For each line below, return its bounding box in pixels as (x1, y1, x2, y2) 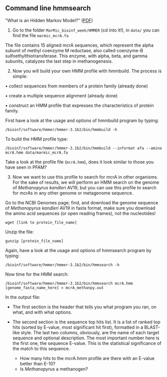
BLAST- (144, 324, 160, 330)
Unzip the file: (5, 228, 34, 235)
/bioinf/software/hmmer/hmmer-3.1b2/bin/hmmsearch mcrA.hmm (5, 281, 133, 286)
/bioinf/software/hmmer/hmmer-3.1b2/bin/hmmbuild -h (5, 127, 117, 132)
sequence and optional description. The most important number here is (12, 335, 159, 341)
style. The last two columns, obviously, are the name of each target (20, 329, 159, 335)
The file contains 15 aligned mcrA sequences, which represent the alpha (5, 42, 154, 48)
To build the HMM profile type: (5, 136, 68, 142)
